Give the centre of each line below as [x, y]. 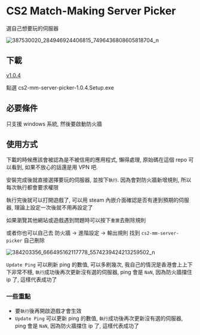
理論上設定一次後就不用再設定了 [53, 208]
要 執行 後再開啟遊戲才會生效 [48, 311]
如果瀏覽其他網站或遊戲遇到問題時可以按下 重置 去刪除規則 [76, 220]
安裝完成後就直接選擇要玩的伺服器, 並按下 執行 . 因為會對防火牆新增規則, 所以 [99, 180]
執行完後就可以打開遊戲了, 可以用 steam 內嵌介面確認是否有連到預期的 [93, 200]
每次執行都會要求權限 [32, 188]
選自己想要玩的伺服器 [32, 28]
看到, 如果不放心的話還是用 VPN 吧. [55, 167]
